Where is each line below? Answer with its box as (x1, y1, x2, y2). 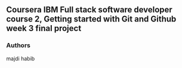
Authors (6, 41, 31, 50)
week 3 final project (6, 23, 82, 33)
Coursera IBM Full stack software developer (6, 5, 173, 15)
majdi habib (6, 55, 35, 62)
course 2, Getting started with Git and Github (6, 14, 177, 24)
